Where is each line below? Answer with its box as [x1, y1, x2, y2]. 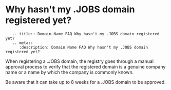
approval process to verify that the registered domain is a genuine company [5, 63, 166, 70]
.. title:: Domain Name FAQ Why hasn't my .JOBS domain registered [12, 31, 160, 36]
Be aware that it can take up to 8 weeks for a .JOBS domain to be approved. [5, 79, 166, 85]
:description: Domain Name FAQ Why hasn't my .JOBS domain [18, 44, 148, 50]
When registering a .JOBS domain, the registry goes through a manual [5, 58, 154, 64]
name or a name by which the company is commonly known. [5, 69, 134, 75]
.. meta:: [12, 40, 33, 46]
